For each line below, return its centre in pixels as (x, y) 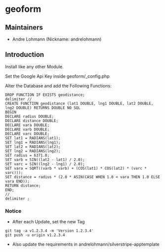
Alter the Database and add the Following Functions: (59, 85)
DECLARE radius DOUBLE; (30, 116)
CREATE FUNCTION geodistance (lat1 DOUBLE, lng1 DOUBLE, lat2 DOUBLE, (79, 103)
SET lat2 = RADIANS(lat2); (33, 147)
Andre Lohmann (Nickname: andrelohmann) (57, 39)
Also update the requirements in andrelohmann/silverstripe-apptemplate (86, 244)
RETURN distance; (23, 186)
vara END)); (17, 181)
